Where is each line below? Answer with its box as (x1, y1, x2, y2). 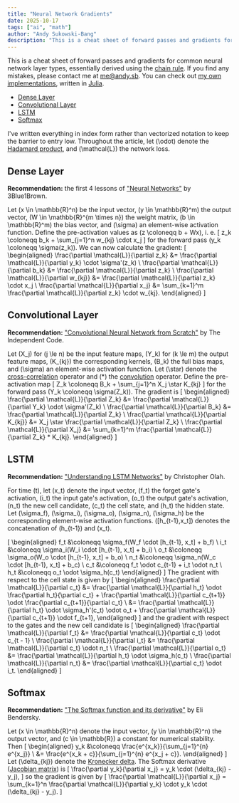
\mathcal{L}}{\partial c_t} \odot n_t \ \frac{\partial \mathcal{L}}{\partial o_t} (7, 644, 226, 652)
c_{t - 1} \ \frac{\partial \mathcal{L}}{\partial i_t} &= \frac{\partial (7, 636, 196, 644)
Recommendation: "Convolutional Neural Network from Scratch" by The (7, 328, 221, 337)
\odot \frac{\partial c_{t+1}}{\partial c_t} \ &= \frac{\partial (7, 598, 176, 607)
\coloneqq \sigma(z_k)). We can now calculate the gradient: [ (7, 243, 187, 251)
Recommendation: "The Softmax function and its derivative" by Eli (7, 705, 203, 714)
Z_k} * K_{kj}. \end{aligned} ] (32, 432, 117, 441)
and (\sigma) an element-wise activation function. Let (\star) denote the (7, 364, 218, 373)
